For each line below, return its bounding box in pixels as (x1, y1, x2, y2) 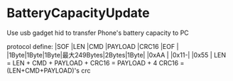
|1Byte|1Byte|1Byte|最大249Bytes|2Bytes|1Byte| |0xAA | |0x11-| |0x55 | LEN (6, 50, 227, 59)
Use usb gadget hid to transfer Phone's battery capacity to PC (6, 28, 189, 37)
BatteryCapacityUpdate (6, 5, 150, 21)
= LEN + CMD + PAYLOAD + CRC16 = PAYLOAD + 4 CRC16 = (6, 58, 185, 67)
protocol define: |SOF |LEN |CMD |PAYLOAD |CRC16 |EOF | (6, 42, 179, 50)
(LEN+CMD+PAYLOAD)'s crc (6, 66, 91, 75)
